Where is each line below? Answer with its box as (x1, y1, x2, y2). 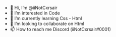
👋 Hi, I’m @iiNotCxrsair (10, 5, 57, 10)
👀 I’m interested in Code (10, 10, 61, 16)
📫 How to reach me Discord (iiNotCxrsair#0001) (10, 26, 111, 32)
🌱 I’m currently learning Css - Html (10, 15, 82, 21)
